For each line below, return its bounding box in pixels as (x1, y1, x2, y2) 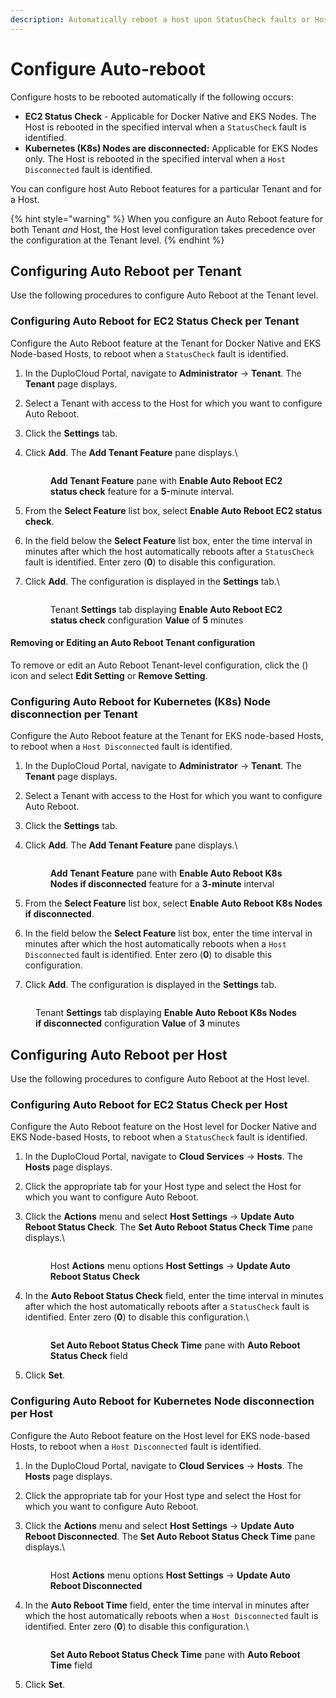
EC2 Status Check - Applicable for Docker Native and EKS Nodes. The (24, 110, 317, 122)
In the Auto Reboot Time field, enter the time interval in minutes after (24, 1599, 310, 1611)
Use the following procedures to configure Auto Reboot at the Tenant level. (10, 289, 319, 301)
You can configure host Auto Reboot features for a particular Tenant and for (10, 182, 322, 195)
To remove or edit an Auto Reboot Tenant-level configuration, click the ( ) (10, 659, 309, 671)
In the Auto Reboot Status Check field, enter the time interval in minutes (24, 1290, 324, 1302)
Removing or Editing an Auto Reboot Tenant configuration (10, 637, 256, 649)
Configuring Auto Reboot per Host (10, 1046, 228, 1063)
